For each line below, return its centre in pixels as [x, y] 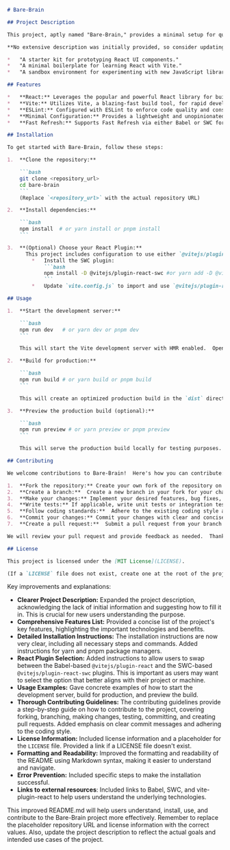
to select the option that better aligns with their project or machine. [111, 680]
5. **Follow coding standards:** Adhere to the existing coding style [113, 511]
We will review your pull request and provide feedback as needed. [105, 536]
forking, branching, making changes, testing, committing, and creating [116, 717]
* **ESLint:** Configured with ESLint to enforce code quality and [108, 110]
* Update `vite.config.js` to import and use [101, 286]
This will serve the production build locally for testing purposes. [121, 449]
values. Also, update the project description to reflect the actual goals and [112, 832]
